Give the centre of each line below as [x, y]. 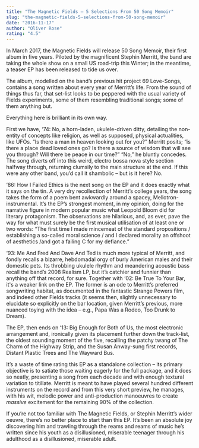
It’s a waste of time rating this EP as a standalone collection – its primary [94, 364]
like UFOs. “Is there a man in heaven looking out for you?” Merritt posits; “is [99, 142]
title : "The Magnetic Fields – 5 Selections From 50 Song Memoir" [90, 12]
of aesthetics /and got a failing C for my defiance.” [68, 242]
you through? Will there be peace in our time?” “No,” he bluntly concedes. [97, 154]
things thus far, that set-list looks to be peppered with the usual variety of [96, 94]
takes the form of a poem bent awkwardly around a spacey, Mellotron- [93, 198]
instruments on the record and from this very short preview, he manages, [96, 390]
